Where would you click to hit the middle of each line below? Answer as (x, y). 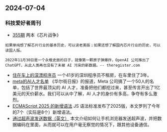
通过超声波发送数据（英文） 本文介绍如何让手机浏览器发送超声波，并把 (85, 118)
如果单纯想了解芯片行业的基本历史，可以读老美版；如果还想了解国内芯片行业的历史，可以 (83, 45)
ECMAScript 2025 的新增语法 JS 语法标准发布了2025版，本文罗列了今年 (86, 106)
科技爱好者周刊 (23, 23)
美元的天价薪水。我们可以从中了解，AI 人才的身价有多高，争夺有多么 (83, 93)
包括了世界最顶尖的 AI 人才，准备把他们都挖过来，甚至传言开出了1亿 (91, 87)
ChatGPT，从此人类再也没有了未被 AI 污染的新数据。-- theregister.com (73, 65)
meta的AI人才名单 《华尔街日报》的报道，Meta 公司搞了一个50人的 (81, 81)
